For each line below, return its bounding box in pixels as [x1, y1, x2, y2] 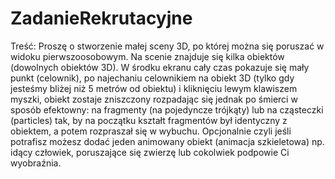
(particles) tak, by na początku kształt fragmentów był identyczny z [10, 114, 288, 126]
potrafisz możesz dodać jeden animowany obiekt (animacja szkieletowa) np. [10, 135, 325, 147]
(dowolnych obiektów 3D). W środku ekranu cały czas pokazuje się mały [10, 61, 310, 73]
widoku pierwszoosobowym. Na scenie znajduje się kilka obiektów [10, 50, 285, 62]
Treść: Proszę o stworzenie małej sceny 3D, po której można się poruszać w [10, 40, 325, 52]
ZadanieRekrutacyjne [10, 7, 193, 30]
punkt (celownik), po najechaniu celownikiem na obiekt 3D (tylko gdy [10, 72, 295, 84]
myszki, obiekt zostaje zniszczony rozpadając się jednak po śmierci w [10, 93, 298, 105]
